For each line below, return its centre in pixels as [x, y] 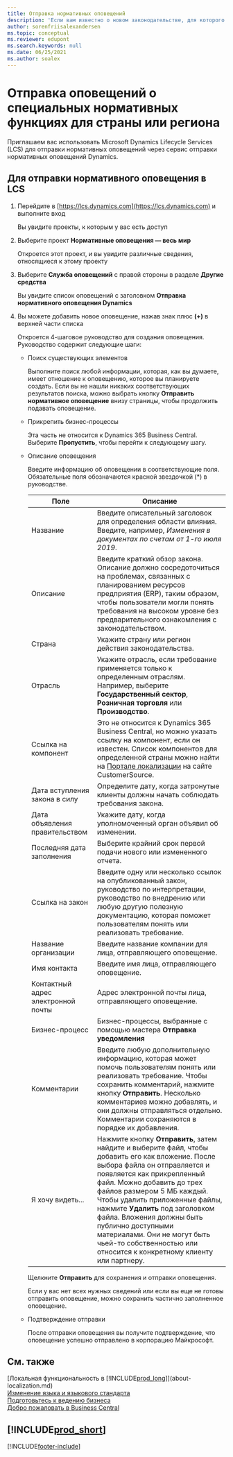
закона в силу [54, 799]
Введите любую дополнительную [153, 1050]
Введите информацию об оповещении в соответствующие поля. [123, 469]
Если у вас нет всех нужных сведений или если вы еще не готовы [126, 1290]
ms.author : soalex [34, 59]
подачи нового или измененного [152, 852]
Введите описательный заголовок [154, 513]
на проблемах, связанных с [144, 576]
